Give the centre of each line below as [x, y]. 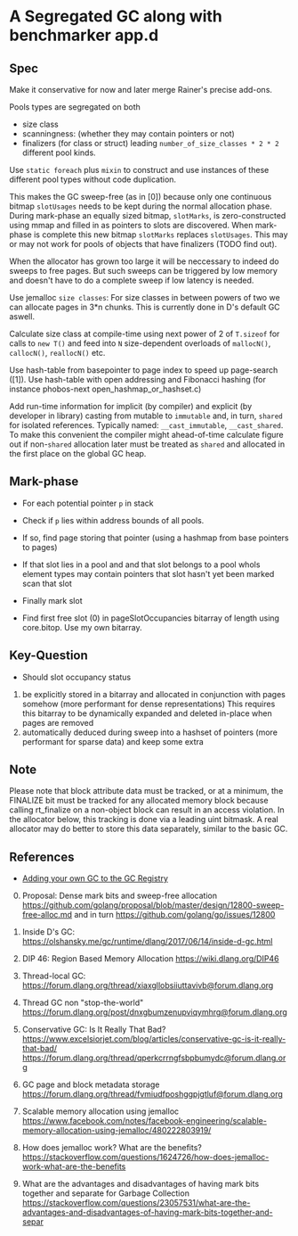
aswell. [22, 317]
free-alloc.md [47, 915]
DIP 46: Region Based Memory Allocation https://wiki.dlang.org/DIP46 [150, 959]
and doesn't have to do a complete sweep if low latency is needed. [132, 280]
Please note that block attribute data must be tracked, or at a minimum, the [146, 791]
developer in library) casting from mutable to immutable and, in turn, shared [146, 416]
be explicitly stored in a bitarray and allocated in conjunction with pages [154, 694]
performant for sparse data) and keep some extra [113, 741]
